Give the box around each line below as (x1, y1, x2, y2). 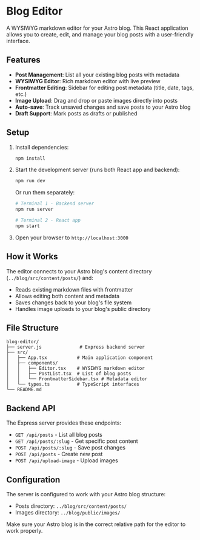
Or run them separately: (15, 189, 75, 196)
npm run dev (15, 178, 45, 184)
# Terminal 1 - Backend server (15, 200, 95, 207)
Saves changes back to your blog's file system (15, 299, 132, 306)
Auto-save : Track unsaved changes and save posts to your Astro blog (15, 103, 191, 111)
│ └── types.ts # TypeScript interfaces (6, 381, 139, 388)
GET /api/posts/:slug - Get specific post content (15, 437, 138, 445)
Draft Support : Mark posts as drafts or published (15, 109, 138, 117)
